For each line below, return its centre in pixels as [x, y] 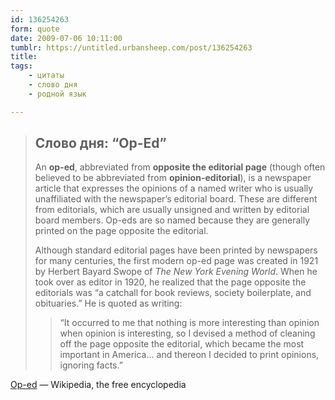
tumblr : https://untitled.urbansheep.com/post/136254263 [131, 47]
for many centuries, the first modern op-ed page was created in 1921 [176, 261]
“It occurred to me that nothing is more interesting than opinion [189, 323]
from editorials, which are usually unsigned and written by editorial [172, 210]
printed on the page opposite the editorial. [121, 231]
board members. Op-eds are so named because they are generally [172, 220]
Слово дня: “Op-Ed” [100, 143]
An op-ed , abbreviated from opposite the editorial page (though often [180, 167]
